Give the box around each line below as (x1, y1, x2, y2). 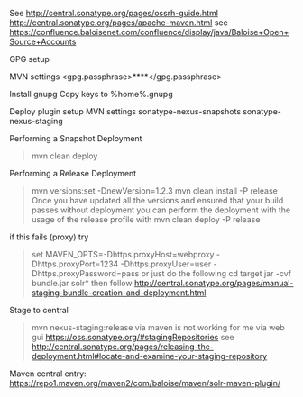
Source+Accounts (9, 36, 77, 47)
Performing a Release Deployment (9, 168, 137, 178)
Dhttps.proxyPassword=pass (31, 268, 140, 278)
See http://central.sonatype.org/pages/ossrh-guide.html (9, 8, 219, 18)
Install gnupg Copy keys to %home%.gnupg (9, 89, 173, 99)
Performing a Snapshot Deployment (9, 133, 142, 143)
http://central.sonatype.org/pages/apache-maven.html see (9, 17, 228, 28)
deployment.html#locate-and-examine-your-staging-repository (31, 351, 268, 361)
